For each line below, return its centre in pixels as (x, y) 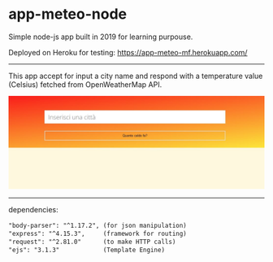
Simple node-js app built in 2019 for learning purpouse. (101, 37)
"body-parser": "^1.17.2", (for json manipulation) (97, 226)
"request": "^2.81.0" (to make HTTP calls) (92, 242)
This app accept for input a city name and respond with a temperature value (136, 76)
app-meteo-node (68, 14)
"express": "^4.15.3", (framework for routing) (97, 234)
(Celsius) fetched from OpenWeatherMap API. (85, 84)
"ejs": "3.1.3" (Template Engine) (87, 250)
